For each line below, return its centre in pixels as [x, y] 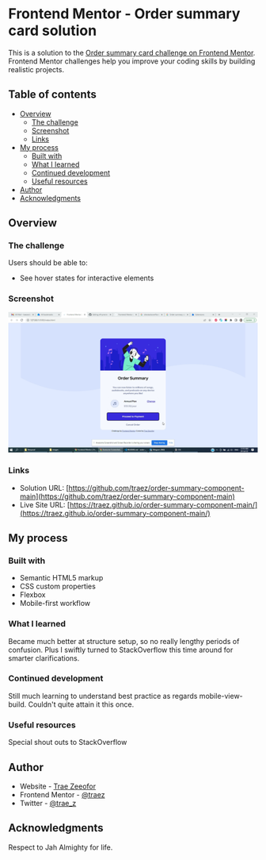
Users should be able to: [48, 263]
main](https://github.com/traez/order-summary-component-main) [127, 496]
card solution [53, 31]
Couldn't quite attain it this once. [81, 704]
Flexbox [32, 595]
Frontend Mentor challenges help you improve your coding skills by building [132, 61]
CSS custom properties [58, 586]
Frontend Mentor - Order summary [124, 14]
